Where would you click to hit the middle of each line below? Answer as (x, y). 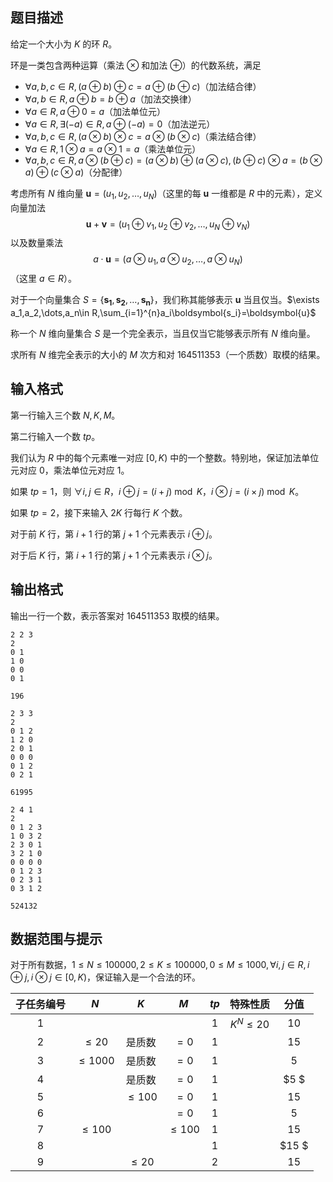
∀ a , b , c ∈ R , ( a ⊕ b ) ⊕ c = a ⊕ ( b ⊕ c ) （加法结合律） (143, 86)
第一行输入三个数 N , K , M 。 (65, 415)
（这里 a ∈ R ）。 (44, 279)
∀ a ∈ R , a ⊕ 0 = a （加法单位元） (95, 111)
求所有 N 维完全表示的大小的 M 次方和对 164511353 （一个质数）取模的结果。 (168, 354)
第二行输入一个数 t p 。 (55, 436)
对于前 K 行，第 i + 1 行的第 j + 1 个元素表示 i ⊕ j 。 (114, 534)
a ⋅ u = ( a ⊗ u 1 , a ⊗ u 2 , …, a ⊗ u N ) (168, 260)
